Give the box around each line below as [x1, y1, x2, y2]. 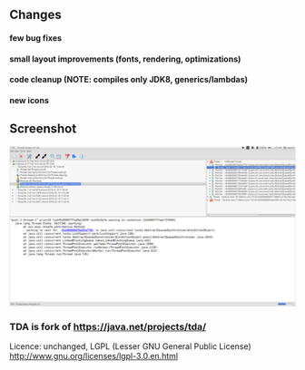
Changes [9, 7, 62, 23]
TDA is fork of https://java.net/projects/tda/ [9, 321, 207, 333]
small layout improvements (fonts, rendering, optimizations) [9, 54, 241, 64]
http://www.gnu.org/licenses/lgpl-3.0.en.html [9, 351, 179, 362]
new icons [9, 94, 50, 105]
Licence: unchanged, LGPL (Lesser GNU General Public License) [9, 341, 251, 352]
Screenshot [9, 122, 77, 137]
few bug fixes [9, 32, 62, 44]
